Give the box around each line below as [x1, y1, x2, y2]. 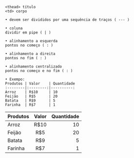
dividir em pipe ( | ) [5, 30, 51, 35]
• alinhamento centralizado [5, 64, 62, 69]
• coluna [5, 26, 23, 31]
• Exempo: [5, 77, 25, 82]
